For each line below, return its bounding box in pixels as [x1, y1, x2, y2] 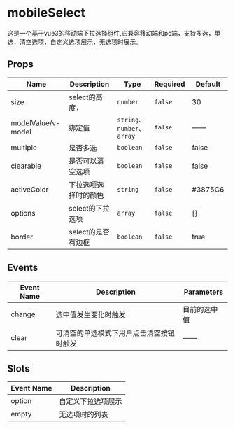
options [10, 208, 36, 218]
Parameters [183, 287, 224, 297]
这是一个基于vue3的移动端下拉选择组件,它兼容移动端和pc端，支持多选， [7, 29, 215, 37]
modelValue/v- [10, 118, 61, 127]
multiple [10, 142, 37, 152]
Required [154, 79, 185, 89]
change [10, 309, 36, 319]
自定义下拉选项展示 [59, 397, 122, 407]
